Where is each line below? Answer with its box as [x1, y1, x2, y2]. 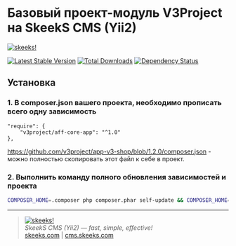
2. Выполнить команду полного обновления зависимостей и [7, 172, 226, 182]
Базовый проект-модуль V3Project [7, 5, 223, 21]
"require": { [7, 123, 46, 130]
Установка [7, 77, 56, 89]
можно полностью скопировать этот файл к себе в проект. [7, 154, 185, 163]
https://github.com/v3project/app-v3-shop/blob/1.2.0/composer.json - [7, 147, 211, 156]
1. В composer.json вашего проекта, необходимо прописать [7, 98, 223, 108]
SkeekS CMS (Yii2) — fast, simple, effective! [24, 223, 153, 232]
